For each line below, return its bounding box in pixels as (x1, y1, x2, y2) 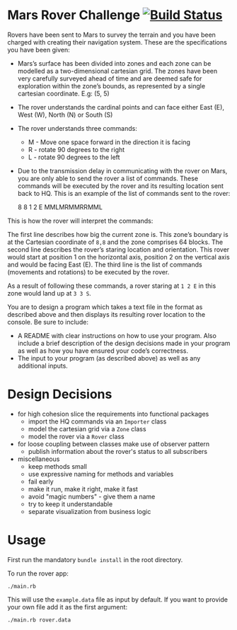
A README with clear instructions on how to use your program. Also (17, 331, 217, 339)
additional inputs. (17, 361, 69, 370)
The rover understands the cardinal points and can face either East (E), (17, 103, 225, 111)
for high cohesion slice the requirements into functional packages (17, 409, 209, 418)
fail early (28, 477, 54, 486)
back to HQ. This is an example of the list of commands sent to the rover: (17, 189, 231, 197)
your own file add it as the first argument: (7, 602, 128, 611)
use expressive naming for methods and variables (28, 469, 174, 478)
